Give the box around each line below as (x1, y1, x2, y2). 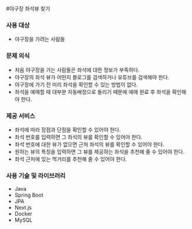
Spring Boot (14, 191, 44, 198)
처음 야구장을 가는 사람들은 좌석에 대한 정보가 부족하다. (14, 66, 140, 73)
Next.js (14, 204, 32, 211)
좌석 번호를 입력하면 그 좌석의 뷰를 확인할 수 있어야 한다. (14, 133, 143, 140)
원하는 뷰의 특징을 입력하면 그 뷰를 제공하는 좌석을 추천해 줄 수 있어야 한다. (14, 148, 185, 155)
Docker (14, 210, 33, 217)
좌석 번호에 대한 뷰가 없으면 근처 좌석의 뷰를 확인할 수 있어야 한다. (14, 140, 164, 148)
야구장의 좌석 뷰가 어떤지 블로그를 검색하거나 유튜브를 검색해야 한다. (14, 73, 170, 80)
